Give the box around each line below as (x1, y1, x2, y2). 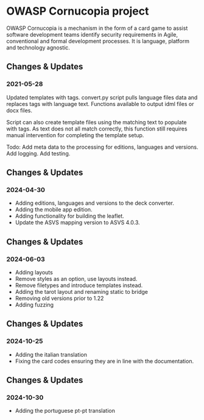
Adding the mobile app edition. (15, 206, 93, 213)
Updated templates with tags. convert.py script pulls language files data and (6, 93, 198, 101)
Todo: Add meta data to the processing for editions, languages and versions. (6, 143, 199, 151)
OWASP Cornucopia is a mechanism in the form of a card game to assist (6, 24, 188, 32)
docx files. (6, 107, 32, 114)
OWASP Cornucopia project (6, 4, 149, 18)
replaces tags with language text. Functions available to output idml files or (6, 100, 194, 107)
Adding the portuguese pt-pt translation (15, 407, 116, 415)
